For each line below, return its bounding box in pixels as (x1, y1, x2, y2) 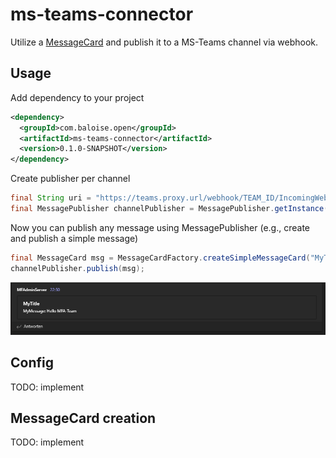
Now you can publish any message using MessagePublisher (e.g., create (10, 221, 310, 233)
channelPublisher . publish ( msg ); (10, 263, 145, 273)
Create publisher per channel (10, 173, 131, 185)
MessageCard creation (10, 409, 157, 427)
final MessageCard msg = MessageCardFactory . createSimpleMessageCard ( (10, 253, 311, 263)
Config (10, 354, 54, 372)
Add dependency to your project (10, 91, 145, 103)
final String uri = (10, 193, 92, 203)
